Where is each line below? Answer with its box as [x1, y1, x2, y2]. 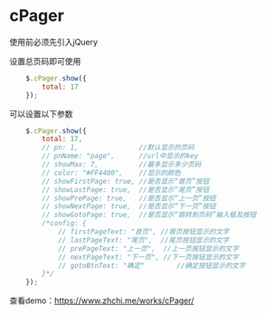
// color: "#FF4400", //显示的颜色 [42, 168, 181, 177]
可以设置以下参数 [9, 108, 73, 119]
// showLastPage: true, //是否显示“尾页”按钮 [42, 185, 210, 195]
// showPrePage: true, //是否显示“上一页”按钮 [42, 194, 216, 203]
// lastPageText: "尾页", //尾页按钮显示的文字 [57, 235, 230, 244]
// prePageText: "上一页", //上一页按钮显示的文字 [57, 243, 240, 253]
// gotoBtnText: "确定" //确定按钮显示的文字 [57, 261, 246, 270]
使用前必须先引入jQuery [9, 36, 98, 47]
